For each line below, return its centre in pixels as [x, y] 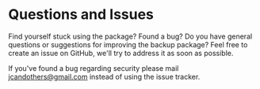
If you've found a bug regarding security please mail [94, 68]
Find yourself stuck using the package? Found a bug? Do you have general [130, 36]
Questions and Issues [81, 15]
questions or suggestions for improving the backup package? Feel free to [128, 44]
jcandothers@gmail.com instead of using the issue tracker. [104, 76]
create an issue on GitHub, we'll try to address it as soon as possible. [121, 53]
